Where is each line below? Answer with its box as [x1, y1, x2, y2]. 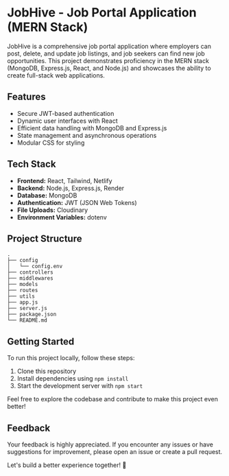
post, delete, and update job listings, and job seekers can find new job [7, 49, 206, 58]
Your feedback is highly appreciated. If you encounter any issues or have [7, 440, 214, 449]
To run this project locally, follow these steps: [7, 354, 135, 362]
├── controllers [7, 269, 53, 276]
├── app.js [7, 299, 38, 306]
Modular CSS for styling [16, 139, 85, 147]
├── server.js [7, 305, 48, 312]
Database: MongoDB [16, 191, 77, 200]
